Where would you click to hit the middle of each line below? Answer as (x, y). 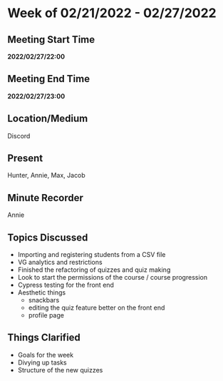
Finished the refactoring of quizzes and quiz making (94, 270)
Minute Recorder (45, 198)
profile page (46, 315)
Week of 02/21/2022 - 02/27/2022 (112, 13)
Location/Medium (48, 119)
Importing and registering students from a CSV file (92, 255)
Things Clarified (44, 338)
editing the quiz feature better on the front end (97, 308)
